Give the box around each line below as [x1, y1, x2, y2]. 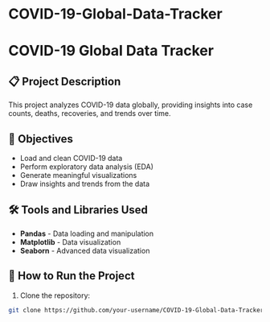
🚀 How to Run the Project [8, 269, 135, 283]
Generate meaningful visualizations [19, 171, 137, 180]
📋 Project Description [8, 74, 121, 89]
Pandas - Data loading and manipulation [19, 229, 154, 238]
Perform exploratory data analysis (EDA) [19, 162, 154, 171]
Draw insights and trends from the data [19, 179, 150, 188]
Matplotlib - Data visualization [19, 237, 121, 246]
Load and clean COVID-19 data [19, 154, 123, 163]
